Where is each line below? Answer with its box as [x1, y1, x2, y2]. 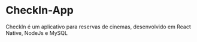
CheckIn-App [5, 4, 74, 17]
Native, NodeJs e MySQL [5, 29, 68, 36]
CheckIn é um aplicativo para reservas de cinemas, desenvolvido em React [5, 23, 191, 30]
